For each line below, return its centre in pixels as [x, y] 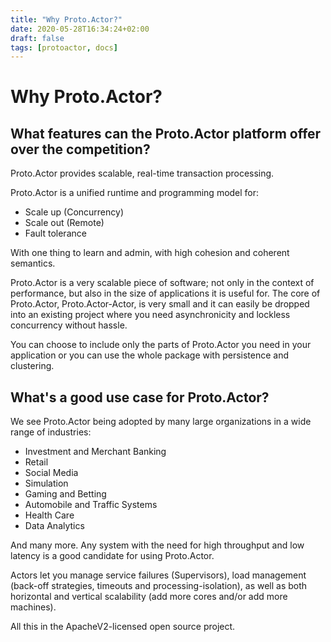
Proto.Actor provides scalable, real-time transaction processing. [142, 173]
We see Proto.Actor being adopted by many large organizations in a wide [161, 422]
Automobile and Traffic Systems [91, 505]
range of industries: [51, 432]
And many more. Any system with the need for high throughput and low [157, 545]
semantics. [33, 263]
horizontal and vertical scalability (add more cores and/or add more [149, 597]
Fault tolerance [55, 233]
